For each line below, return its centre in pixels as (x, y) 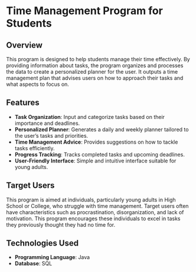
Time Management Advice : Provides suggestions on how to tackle (96, 142)
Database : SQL (33, 264)
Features (23, 103)
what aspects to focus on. (38, 84)
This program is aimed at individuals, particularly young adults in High (91, 200)
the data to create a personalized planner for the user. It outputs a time (92, 72)
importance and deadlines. (47, 123)
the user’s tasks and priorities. (51, 135)
